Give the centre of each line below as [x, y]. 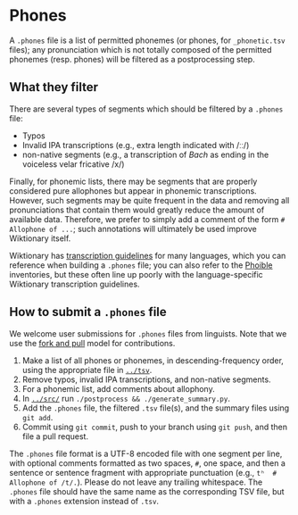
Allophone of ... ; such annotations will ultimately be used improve [133, 228]
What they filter [54, 87]
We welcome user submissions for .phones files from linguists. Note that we [148, 333]
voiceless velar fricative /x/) [73, 164]
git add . [37, 417]
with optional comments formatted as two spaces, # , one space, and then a [147, 463]
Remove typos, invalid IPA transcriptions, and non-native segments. [146, 379]
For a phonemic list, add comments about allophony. [119, 388]
